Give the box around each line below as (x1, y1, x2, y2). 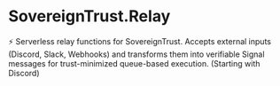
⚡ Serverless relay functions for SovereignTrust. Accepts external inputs (8, 35, 272, 46)
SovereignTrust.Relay (8, 6, 171, 27)
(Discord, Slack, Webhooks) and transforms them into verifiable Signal (8, 49, 265, 59)
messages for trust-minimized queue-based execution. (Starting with (8, 58, 261, 68)
